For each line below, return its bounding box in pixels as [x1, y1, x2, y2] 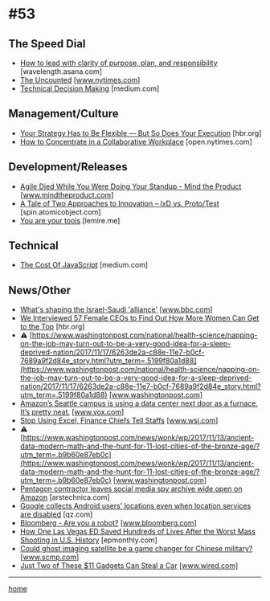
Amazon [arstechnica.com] [19, 493, 110, 502]
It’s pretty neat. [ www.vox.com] [19, 407, 125, 417]
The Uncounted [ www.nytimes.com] [19, 76, 141, 84]
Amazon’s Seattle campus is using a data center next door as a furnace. [19, 399, 259, 408]
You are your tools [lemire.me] [19, 215, 121, 225]
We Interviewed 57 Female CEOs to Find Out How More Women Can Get [19, 313, 260, 323]
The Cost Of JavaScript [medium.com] [19, 260, 149, 270]
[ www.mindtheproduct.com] [19, 190, 114, 199]
